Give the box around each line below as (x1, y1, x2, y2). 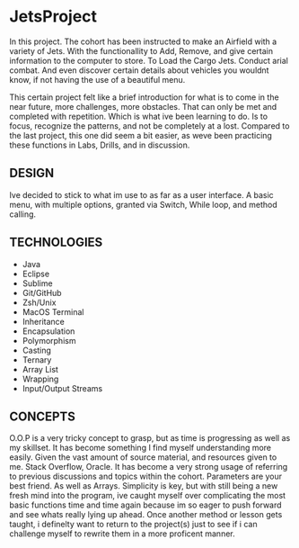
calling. (9, 209, 37, 220)
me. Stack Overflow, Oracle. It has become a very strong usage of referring (9, 462, 288, 472)
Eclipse (22, 268, 50, 279)
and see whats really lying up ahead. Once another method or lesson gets (9, 509, 283, 520)
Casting (22, 345, 52, 355)
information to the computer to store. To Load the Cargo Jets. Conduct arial (9, 55, 289, 66)
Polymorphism (22, 335, 76, 346)
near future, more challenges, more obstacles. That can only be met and (9, 101, 277, 112)
